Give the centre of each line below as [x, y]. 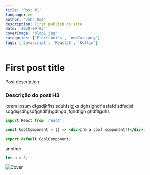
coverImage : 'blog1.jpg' [31, 33]
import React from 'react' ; [35, 120]
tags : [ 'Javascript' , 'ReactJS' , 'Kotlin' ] [52, 43]
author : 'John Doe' [26, 19]
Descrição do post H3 [32, 95]
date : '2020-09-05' [26, 29]
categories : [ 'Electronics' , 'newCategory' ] [53, 38]
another [13, 148]
